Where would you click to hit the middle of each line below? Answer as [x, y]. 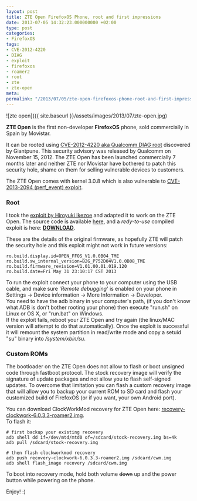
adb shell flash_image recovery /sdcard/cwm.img [67, 463]
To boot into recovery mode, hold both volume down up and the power [91, 474]
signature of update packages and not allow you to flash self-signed [89, 379]
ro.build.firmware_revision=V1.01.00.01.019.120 [67, 266]
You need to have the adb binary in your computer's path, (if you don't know [98, 301]
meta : [13, 93]
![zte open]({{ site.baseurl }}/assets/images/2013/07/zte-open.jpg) [87, 116]
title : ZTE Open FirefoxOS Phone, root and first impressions [84, 17]
